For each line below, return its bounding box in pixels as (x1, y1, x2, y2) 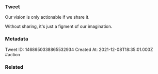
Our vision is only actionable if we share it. (5, 14, 90, 20)
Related (5, 63, 24, 70)
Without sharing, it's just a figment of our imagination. (5, 24, 112, 29)
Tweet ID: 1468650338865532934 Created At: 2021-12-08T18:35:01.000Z (5, 47, 153, 52)
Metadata (5, 36, 28, 42)
